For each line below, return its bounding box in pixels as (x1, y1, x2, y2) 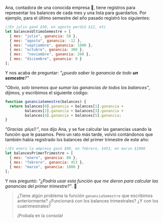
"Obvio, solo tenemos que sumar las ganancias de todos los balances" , (5, 84, 150, 90)
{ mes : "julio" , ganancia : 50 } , (9, 33, 78, 39)
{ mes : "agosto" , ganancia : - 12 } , (9, 38, 82, 43)
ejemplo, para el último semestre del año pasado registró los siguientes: (5, 15, 150, 21)
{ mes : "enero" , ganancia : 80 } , (9, 155, 78, 160)
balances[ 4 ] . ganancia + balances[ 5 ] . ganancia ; (24, 113, 121, 118)
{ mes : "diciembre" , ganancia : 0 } (9, 56, 82, 61)
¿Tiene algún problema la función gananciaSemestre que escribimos (17, 193, 153, 198)
